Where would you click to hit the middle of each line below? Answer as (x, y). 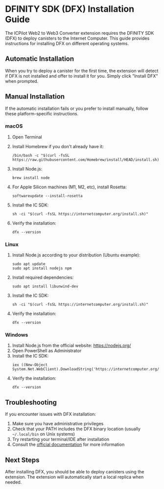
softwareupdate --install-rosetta (47, 196)
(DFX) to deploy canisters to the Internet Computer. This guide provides (77, 38)
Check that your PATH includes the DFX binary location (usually (76, 429)
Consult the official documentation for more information (68, 444)
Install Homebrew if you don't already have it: (58, 146)
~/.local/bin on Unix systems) (43, 434)
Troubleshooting (31, 402)
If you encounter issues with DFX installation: (51, 414)
